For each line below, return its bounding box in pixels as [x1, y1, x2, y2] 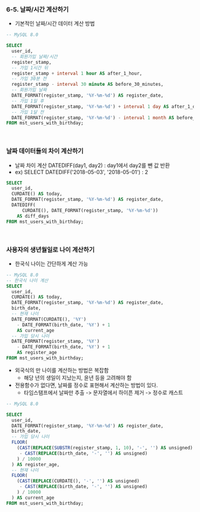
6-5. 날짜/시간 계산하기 [6, 5, 69, 13]
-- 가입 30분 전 [11, 76, 47, 82]
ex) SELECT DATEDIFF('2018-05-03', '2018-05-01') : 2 [14, 168, 148, 175]
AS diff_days [17, 213, 49, 219]
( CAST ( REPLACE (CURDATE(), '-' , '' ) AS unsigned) [17, 478, 140, 484]
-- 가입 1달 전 [11, 109, 45, 115]
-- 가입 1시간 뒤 [11, 64, 48, 71]
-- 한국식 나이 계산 [6, 277, 49, 284]
